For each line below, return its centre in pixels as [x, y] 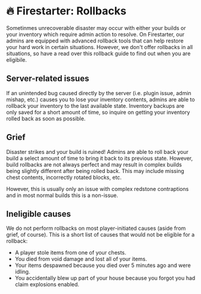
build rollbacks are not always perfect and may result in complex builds [94, 164]
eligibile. [16, 60]
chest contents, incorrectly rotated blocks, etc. [64, 177]
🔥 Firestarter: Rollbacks [66, 11]
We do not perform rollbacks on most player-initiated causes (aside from [96, 228]
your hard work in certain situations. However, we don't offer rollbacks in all [100, 47]
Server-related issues [48, 79]
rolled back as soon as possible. [46, 119]
